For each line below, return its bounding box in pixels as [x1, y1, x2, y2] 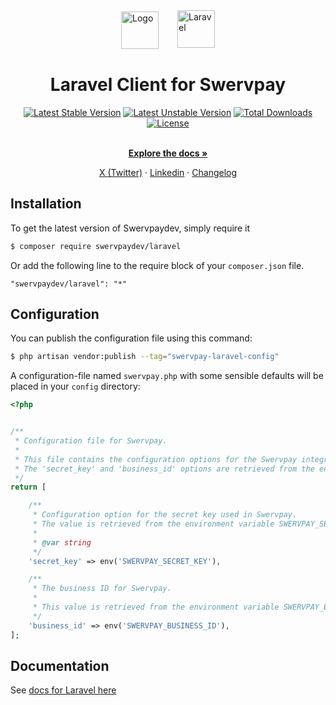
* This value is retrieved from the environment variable [32, 602, 280, 613]
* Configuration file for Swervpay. [14, 436, 168, 446]
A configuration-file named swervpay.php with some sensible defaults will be [10, 370, 324, 382]
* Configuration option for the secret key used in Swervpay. [32, 510, 298, 520]
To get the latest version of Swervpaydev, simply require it [10, 222, 250, 234]
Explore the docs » [128, 147, 208, 159]
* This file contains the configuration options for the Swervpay [14, 454, 298, 464]
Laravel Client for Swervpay [49, 74, 287, 96]
